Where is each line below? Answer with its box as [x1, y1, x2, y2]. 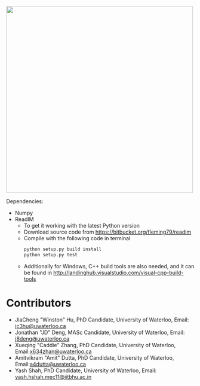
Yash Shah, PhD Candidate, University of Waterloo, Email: [14, 367, 157, 374]
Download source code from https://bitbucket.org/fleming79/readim [23, 228, 192, 235]
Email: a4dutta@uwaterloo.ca [14, 360, 87, 367]
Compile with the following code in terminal [23, 235, 131, 241]
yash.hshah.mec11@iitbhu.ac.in [14, 373, 92, 380]
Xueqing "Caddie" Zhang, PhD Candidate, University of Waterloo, [14, 341, 176, 348]
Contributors [6, 296, 72, 310]
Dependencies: [6, 198, 44, 205]
